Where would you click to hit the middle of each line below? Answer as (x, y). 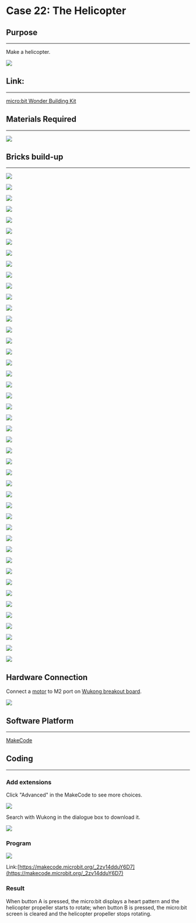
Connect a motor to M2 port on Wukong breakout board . (74, 691)
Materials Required (41, 119)
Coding (20, 759)
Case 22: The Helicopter (66, 11)
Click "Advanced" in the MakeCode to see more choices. (74, 795)
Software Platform (40, 721)
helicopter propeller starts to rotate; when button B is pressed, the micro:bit (97, 907)
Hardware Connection (47, 677)
